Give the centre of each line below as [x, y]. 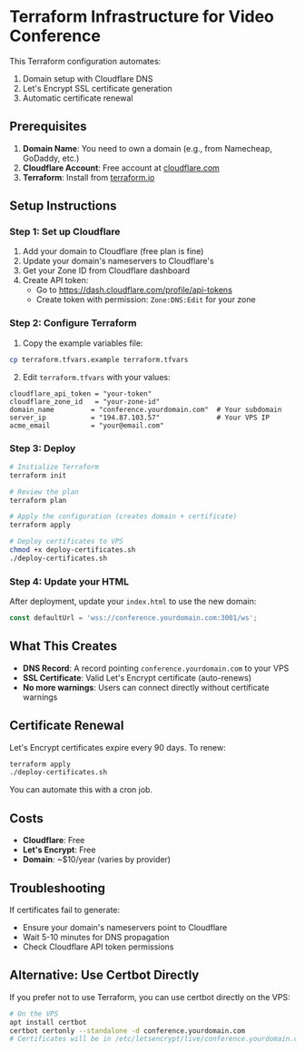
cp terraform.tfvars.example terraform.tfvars [99, 359]
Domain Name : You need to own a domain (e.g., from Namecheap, [147, 148]
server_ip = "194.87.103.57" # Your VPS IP [140, 418]
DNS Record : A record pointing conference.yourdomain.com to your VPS [156, 668]
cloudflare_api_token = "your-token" [81, 393]
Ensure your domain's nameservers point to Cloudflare [125, 927]
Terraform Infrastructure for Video [142, 17]
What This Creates [64, 646]
